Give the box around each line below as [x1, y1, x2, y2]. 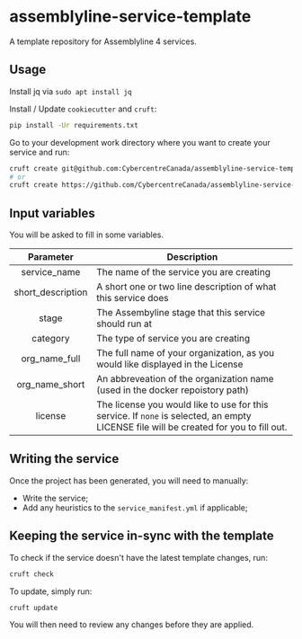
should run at [96, 317, 153, 330]
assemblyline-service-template [9, 6, 252, 27]
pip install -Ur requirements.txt [9, 120, 139, 129]
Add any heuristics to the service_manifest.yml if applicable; [22, 501, 248, 513]
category [31, 333, 70, 345]
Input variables [9, 205, 96, 221]
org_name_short [16, 378, 85, 391]
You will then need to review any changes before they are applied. [9, 619, 254, 630]
